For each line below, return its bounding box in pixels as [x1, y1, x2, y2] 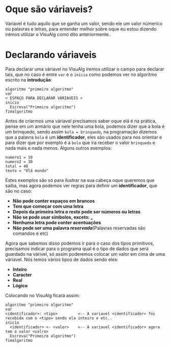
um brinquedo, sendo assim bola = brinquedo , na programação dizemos [5, 128, 157, 135]
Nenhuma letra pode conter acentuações [12, 219, 101, 225]
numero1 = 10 [5, 154, 33, 160]
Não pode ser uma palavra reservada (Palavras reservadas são [12, 225, 146, 231]
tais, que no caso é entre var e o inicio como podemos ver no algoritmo [5, 71, 157, 77]
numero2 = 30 [5, 159, 33, 164]
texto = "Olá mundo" [5, 168, 49, 173]
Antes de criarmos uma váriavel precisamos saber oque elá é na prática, [5, 118, 157, 124]
